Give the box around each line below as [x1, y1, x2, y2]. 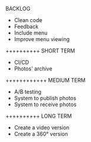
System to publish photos [14, 95, 76, 101]
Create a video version [14, 124, 70, 131]
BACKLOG [5, 5, 31, 12]
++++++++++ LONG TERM [5, 113, 72, 119]
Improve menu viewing [14, 36, 70, 42]
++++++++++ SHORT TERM [5, 47, 75, 54]
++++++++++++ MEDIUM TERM [5, 77, 86, 84]
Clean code [14, 17, 43, 23]
